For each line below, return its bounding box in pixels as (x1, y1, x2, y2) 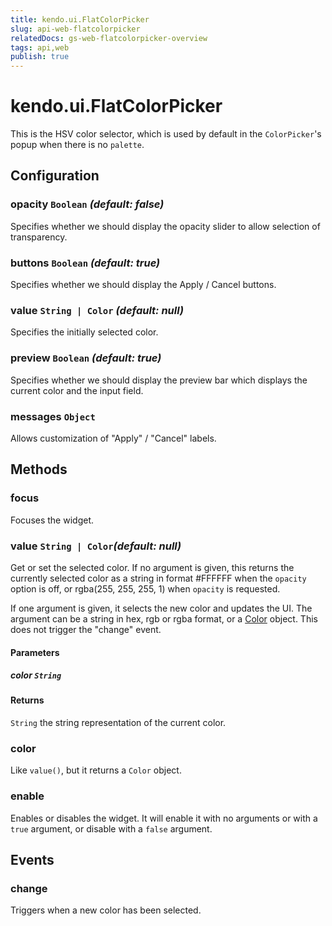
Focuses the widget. (10, 514, 94, 526)
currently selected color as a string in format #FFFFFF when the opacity (10, 572, 307, 584)
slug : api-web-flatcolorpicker (10, 24, 141, 34)
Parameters (10, 646, 60, 658)
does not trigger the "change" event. (10, 623, 162, 635)
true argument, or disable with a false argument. (10, 822, 213, 835)
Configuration (10, 167, 100, 185)
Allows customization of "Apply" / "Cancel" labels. (10, 432, 217, 444)
